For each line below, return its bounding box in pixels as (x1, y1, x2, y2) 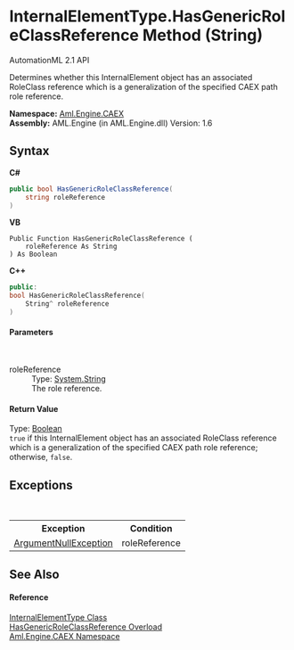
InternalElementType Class (9, 612, 108, 622)
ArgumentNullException (13, 537, 113, 549)
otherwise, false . (9, 452, 73, 463)
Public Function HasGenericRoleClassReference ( (9, 234, 193, 243)
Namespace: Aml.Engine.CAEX (9, 108, 125, 119)
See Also (9, 567, 60, 582)
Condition (129, 522, 173, 535)
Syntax (9, 144, 50, 159)
